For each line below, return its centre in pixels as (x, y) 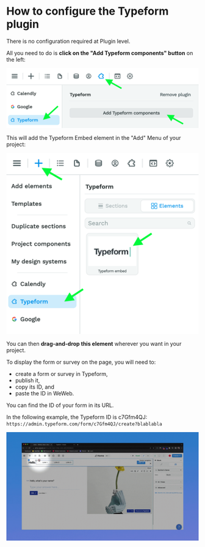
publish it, (27, 381)
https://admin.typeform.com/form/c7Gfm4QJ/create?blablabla (85, 424)
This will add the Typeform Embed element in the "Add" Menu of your (94, 138)
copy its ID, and (35, 387)
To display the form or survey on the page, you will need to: (81, 362)
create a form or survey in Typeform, (61, 374)
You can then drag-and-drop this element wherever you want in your (94, 344)
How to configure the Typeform (88, 11)
